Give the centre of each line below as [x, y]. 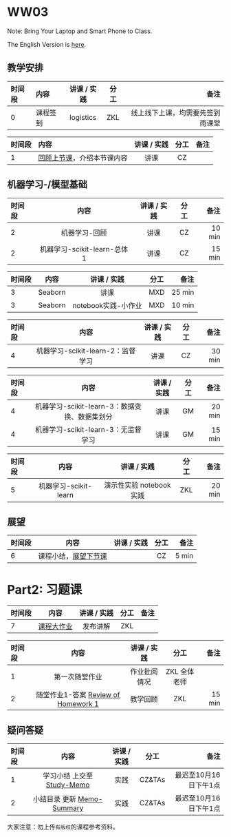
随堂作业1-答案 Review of [78, 695]
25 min [183, 292]
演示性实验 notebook [137, 485]
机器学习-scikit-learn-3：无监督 [89, 429]
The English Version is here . [47, 44]
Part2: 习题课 [45, 589]
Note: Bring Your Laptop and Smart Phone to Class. [80, 31]
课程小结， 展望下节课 [73, 557]
